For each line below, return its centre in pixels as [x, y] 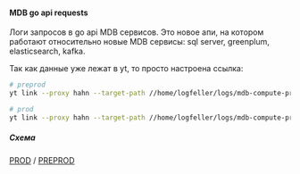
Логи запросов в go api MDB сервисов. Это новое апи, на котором [137, 32]
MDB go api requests [49, 12]
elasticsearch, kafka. [47, 51]
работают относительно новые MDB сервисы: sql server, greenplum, [140, 42]
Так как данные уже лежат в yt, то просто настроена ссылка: [126, 69]
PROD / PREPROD [42, 160]
